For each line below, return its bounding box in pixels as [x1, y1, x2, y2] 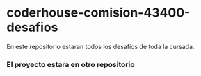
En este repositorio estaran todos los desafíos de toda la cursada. [6, 42, 195, 50]
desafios [6, 19, 58, 35]
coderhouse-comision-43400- [6, 5, 191, 21]
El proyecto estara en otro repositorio [6, 59, 135, 69]
